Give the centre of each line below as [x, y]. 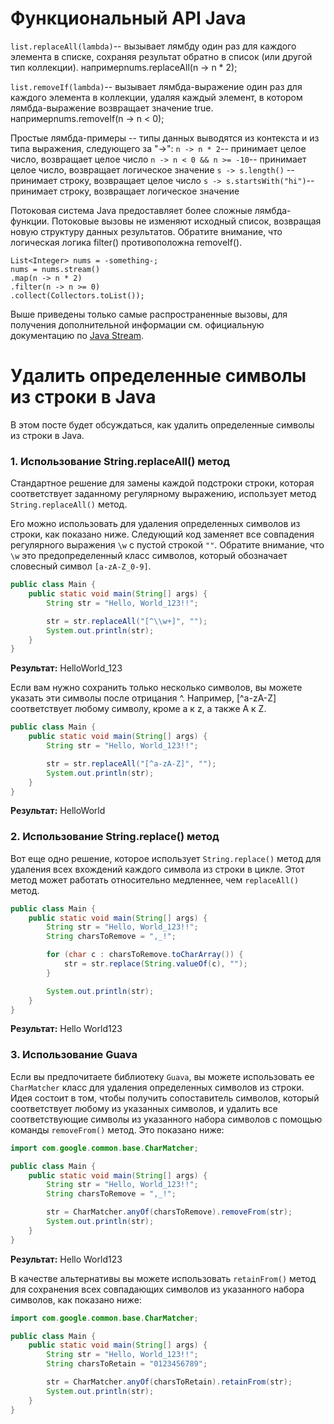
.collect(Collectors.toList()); [77, 295]
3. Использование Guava [74, 1055]
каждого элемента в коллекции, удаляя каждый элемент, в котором [156, 97]
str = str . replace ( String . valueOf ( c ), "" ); [155, 964]
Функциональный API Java [128, 18]
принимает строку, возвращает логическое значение [125, 191]
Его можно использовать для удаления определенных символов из [155, 524]
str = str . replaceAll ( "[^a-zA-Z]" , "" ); [131, 763]
